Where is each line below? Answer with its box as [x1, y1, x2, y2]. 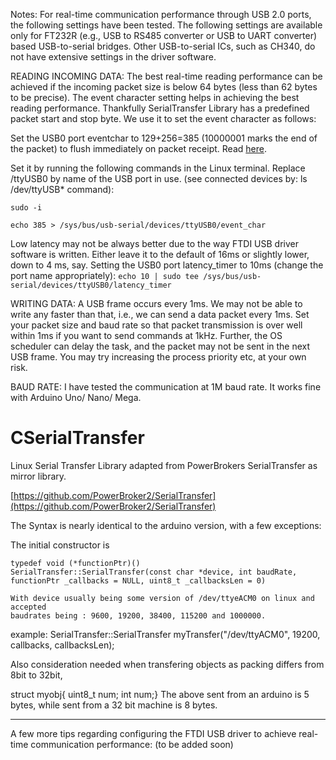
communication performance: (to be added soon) [30, 738, 234, 750]
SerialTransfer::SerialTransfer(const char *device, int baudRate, [10, 567, 298, 577]
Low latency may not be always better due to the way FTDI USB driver [10, 238, 299, 249]
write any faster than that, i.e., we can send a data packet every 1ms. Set [10, 309, 310, 320]
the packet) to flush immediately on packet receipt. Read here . [10, 143, 267, 154]
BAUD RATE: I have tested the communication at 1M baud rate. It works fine [10, 381, 322, 393]
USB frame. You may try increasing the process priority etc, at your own [10, 351, 307, 363]
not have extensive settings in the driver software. [10, 51, 217, 63]
